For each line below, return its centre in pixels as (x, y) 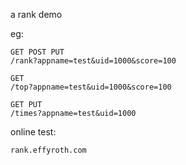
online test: (33, 132)
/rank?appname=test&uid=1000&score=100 (93, 61)
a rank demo (36, 14)
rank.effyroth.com (48, 150)
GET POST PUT (37, 52)
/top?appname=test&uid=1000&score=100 (91, 87)
